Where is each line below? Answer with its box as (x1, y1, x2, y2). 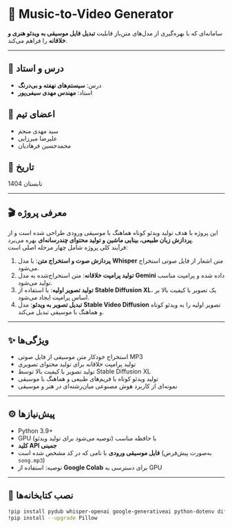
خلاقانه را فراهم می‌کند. (8, 36, 68, 44)
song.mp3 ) (17, 456, 45, 464)
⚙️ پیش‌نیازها (8, 408, 55, 420)
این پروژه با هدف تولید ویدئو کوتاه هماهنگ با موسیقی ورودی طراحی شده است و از (8, 229, 219, 237)
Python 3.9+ (17, 427, 54, 435)
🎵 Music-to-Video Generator (8, 6, 174, 22)
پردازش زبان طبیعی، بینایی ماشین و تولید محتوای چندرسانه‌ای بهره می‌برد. (8, 236, 193, 244)
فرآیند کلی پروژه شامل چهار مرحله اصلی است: (8, 243, 128, 252)
